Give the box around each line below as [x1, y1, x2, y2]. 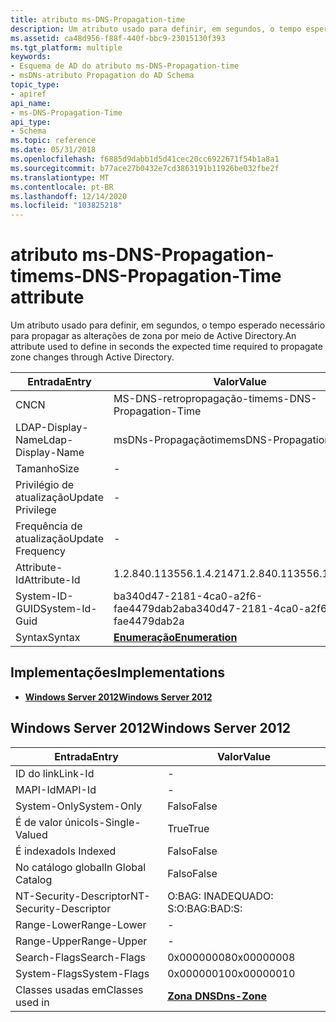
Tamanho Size [15, 462, 80, 476]
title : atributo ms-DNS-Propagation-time [10, 14, 186, 25]
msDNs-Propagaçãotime [113, 433, 232, 447]
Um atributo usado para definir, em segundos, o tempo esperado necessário [10, 319, 326, 331]
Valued [15, 827, 48, 841]
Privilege [15, 503, 57, 517]
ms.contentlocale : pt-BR [10, 182, 114, 192]
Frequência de [15, 519, 83, 533]
